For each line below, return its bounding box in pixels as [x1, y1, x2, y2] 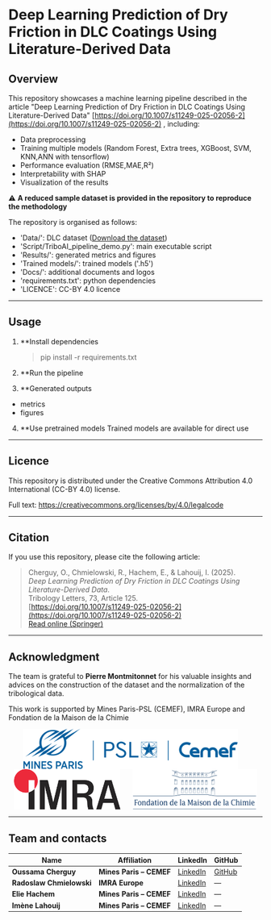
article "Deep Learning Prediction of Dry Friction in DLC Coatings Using [8, 102, 246, 111]
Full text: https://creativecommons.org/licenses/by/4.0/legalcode [8, 500, 224, 510]
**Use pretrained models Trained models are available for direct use [19, 423, 249, 433]
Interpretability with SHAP [19, 169, 106, 178]
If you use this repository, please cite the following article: [8, 552, 201, 562]
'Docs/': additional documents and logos [19, 268, 155, 277]
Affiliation [118, 855, 152, 864]
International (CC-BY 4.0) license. [8, 484, 121, 493]
